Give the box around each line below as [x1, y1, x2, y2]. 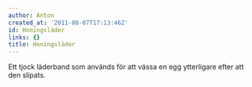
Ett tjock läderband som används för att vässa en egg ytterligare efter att [8, 62, 244, 71]
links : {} [8, 33, 41, 42]
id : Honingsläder [8, 26, 65, 34]
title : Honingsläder [8, 41, 76, 49]
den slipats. [8, 71, 46, 80]
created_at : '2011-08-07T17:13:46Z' [8, 19, 128, 27]
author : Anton [8, 11, 55, 20]
